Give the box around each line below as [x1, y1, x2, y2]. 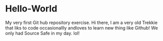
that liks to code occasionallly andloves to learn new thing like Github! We [5, 24, 158, 30]
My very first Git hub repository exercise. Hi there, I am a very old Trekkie [5, 19, 158, 25]
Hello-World [5, 3, 58, 14]
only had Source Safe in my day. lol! [5, 30, 80, 36]
